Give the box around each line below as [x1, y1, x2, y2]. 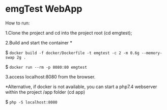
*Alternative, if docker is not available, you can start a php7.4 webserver [5, 84, 157, 90]
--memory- [142, 50, 162, 56]
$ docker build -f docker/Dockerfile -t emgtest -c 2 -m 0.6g [5, 49, 140, 56]
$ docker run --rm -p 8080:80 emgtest [5, 64, 88, 70]
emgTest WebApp [5, 3, 82, 15]
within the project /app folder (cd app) [5, 89, 86, 95]
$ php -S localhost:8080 [5, 99, 58, 105]
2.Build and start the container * [5, 39, 73, 46]
